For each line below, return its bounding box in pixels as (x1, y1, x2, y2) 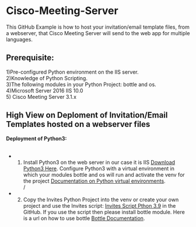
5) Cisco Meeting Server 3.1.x (6, 93, 77, 100)
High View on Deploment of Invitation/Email (6, 110, 168, 121)
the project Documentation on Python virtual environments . (23, 177, 166, 184)
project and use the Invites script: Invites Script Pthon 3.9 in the (23, 202, 176, 209)
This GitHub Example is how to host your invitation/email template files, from (6, 23, 190, 30)
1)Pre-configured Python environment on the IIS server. (6, 68, 139, 75)
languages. (6, 36, 33, 43)
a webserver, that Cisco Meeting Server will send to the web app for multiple (6, 29, 190, 36)
